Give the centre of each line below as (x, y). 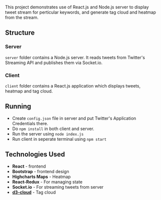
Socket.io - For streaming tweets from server (58, 187)
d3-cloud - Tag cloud (34, 192)
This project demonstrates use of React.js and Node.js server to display (77, 7)
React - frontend (29, 166)
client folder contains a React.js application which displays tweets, (73, 86)
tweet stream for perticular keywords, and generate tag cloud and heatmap (80, 12)
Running (18, 106)
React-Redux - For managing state (47, 182)
